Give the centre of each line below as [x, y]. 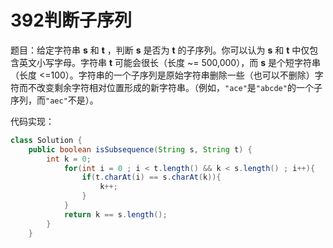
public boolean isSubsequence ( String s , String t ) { [140, 149]
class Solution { [46, 140]
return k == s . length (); [115, 214]
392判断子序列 [71, 20]
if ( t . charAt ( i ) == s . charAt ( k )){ [151, 177]
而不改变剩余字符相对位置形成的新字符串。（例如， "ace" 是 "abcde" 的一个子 [170, 87]
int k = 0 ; [69, 159]
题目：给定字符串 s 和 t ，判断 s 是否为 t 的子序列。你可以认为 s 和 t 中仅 [160, 50]
